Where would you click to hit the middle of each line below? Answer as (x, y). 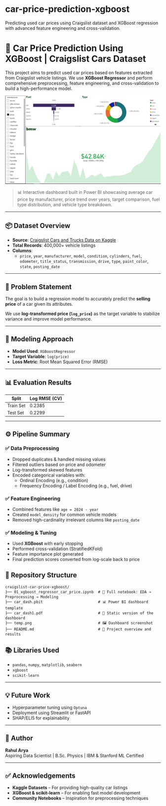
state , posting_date (40, 266)
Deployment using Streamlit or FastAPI (52, 713)
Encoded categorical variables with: (49, 475)
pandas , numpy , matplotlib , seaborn (47, 665)
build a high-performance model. (39, 88)
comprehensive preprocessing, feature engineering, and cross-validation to (82, 83)
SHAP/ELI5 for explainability (41, 718)
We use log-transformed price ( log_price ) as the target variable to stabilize (83, 314)
